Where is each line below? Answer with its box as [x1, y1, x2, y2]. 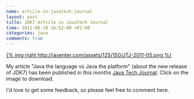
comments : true [6, 36, 43, 41]
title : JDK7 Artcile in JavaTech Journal [6, 19, 109, 25]
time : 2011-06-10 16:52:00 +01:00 [6, 24, 91, 31]
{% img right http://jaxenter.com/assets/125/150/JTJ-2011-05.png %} [6, 52, 172, 58]
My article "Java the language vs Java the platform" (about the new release [6, 63, 188, 70]
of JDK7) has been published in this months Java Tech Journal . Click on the [6, 69, 189, 76]
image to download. [6, 75, 54, 82]
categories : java [6, 30, 49, 36]
